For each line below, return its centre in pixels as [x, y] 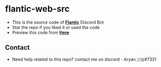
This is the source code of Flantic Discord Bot [58, 22]
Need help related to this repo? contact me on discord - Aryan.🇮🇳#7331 [84, 59]
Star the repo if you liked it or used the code [56, 27]
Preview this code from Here [41, 32]
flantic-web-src [37, 9]
